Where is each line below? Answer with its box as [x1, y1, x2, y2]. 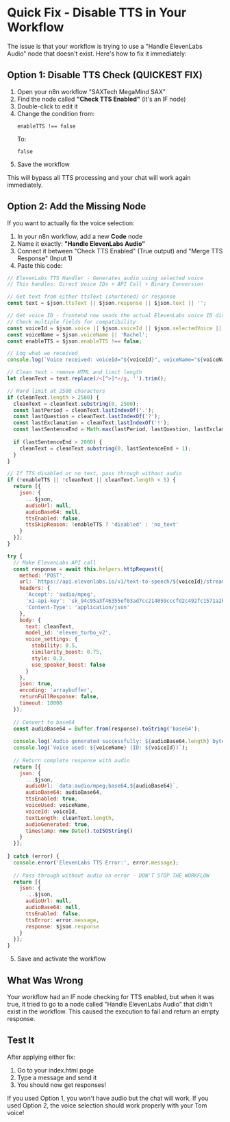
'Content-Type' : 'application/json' [25, 604, 130, 610]
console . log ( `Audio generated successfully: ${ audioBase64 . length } [13, 738, 210, 745]
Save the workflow [16, 160, 71, 168]
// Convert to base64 [13, 719, 75, 726]
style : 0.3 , [31, 654, 66, 662]
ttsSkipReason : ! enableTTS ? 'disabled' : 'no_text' [25, 521, 179, 528]
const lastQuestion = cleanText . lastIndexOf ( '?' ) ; [13, 413, 161, 420]
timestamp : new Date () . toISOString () [25, 827, 133, 834]
